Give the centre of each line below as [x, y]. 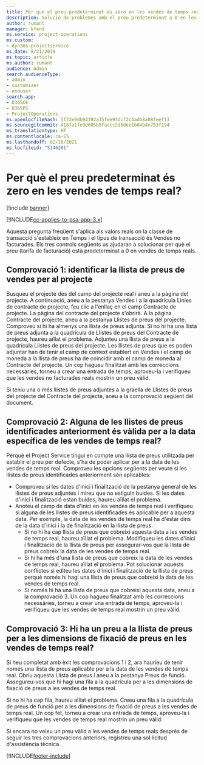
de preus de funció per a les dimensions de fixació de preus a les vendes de [102, 706]
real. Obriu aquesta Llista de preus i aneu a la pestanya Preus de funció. [96, 675]
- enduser [19, 91]
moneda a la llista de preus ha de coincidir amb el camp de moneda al [94, 358]
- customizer [23, 86]
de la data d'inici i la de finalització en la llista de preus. [84, 526]
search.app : [21, 97]
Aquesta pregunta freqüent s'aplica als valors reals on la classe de [90, 231]
